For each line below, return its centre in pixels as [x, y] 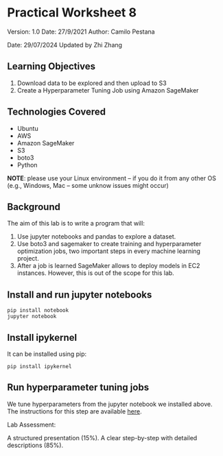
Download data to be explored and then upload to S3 [92, 83]
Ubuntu [28, 128]
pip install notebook [38, 311]
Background [34, 207]
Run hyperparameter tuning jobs [78, 388]
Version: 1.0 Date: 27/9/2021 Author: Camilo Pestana [81, 32]
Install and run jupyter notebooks [80, 295]
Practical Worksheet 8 [72, 13]
